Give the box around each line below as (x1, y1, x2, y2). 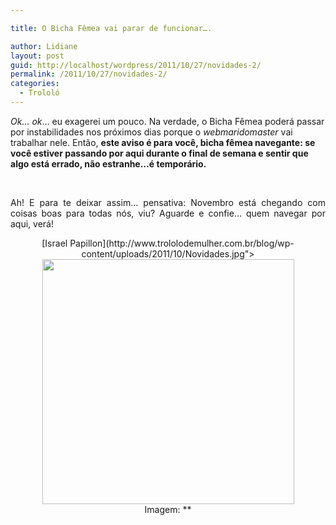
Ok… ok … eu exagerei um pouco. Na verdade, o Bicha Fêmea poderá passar (10, 115, 325, 127)
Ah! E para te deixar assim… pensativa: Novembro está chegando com (10, 196, 326, 208)
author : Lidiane (10, 41, 78, 51)
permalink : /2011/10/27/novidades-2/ (10, 69, 168, 80)
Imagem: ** (144, 503, 192, 515)
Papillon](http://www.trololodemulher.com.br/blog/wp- (69, 237, 295, 249)
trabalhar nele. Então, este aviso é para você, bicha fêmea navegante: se (10, 136, 316, 148)
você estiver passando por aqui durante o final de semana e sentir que (10, 147, 309, 159)
